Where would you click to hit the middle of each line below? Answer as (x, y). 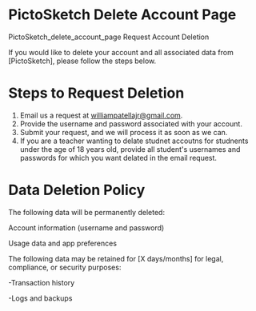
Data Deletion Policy (77, 190)
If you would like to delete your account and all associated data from (121, 52)
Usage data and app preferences (63, 243)
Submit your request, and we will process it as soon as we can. (124, 132)
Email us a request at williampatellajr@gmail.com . (101, 115)
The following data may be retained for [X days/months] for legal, (116, 258)
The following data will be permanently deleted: (87, 212)
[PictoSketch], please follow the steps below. (82, 61)
